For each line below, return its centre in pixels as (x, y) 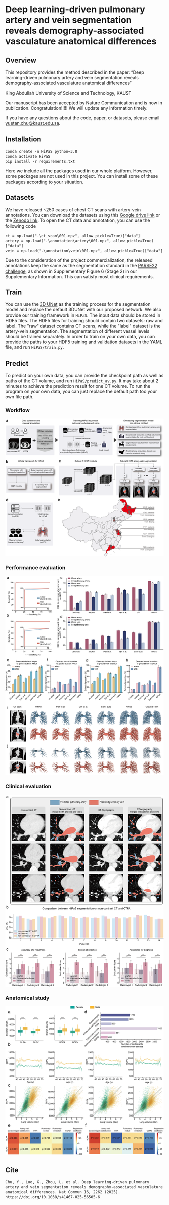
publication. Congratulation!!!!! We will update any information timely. (76, 108)
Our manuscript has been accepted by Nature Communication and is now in (84, 103)
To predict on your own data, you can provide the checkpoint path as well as (84, 376)
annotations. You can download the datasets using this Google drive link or (83, 215)
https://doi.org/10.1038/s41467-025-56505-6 (53, 1197)
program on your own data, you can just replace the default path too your (81, 392)
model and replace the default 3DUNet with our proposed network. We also (83, 310)
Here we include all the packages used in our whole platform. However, (79, 171)
